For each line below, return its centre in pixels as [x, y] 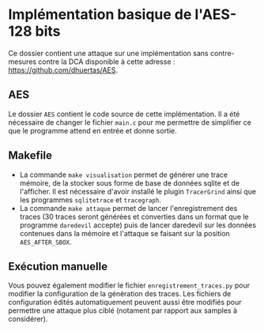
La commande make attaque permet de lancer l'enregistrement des [128, 208]
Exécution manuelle [58, 266]
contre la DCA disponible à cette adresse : [107, 62]
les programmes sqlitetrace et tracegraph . [91, 200]
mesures [23, 62]
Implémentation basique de [100, 15]
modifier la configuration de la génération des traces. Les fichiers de [120, 294]
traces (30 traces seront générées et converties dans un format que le [134, 216]
